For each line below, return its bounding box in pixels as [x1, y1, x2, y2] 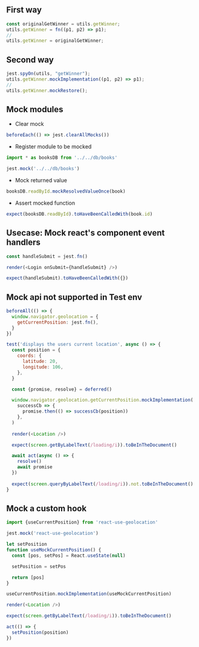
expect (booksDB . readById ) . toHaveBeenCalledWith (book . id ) [6, 211, 153, 217]
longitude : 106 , [22, 363, 64, 370]
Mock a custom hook [6, 503, 86, 514]
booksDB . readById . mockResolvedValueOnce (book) [6, 188, 126, 194]
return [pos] [11, 574, 45, 580]
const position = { [11, 347, 61, 353]
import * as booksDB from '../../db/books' [6, 154, 118, 161]
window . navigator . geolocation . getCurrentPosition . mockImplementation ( [11, 397, 194, 403]
